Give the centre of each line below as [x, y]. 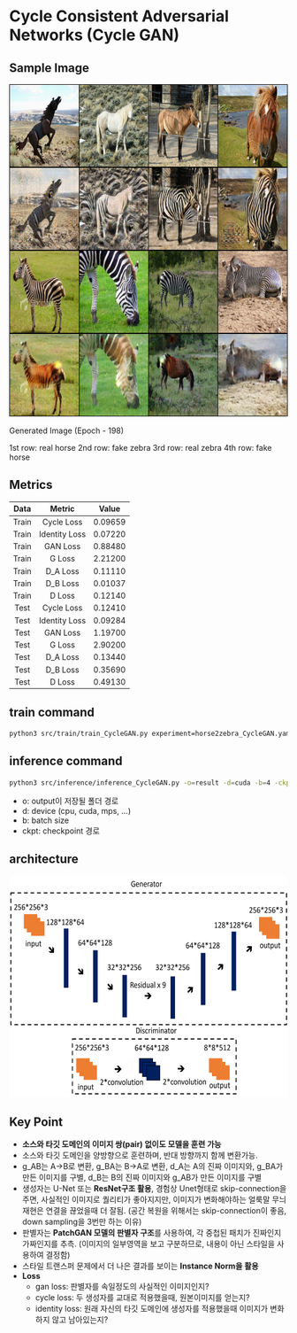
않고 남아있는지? [80, 1320]
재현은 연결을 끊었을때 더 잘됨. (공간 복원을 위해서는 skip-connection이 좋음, [154, 1211]
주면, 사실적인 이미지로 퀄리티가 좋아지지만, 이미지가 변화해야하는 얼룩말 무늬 [154, 1200]
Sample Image [49, 68]
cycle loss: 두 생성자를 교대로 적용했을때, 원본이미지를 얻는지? [142, 1298]
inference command [66, 761]
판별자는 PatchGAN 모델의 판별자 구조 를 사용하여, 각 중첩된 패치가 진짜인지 [152, 1233]
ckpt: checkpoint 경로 [61, 831]
